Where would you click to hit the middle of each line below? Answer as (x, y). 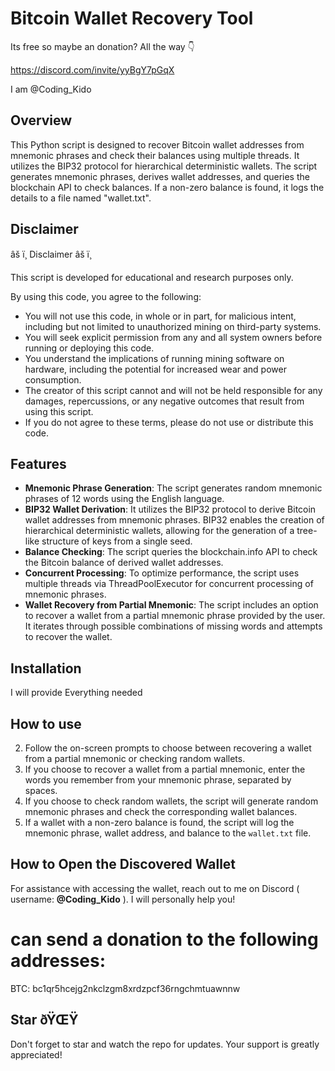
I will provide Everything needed (76, 693)
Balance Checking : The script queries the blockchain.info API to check (171, 552)
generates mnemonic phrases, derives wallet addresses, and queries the (160, 176)
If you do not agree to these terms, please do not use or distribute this (169, 422)
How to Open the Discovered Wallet (123, 864)
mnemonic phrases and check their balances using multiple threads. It (155, 155)
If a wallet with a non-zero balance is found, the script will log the (159, 822)
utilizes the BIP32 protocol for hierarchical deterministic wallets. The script (164, 166)
